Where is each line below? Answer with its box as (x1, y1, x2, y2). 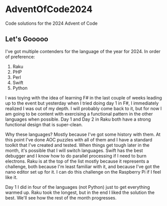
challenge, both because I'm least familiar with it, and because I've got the (5, 163, 160, 170)
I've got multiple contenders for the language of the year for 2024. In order (5, 48, 160, 54)
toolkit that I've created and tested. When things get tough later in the (5, 142, 150, 148)
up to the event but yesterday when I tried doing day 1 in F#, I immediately (5, 100, 159, 106)
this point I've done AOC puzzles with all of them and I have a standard (5, 136, 152, 142)
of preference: (5, 54, 35, 60)
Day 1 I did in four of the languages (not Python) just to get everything (5, 184, 150, 190)
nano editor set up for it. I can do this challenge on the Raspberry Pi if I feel (5, 169, 161, 175)
